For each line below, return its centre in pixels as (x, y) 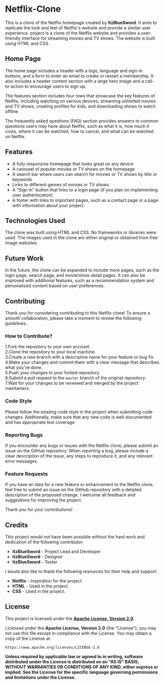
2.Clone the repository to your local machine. (50, 352)
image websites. (22, 243)
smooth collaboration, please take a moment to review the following (73, 318)
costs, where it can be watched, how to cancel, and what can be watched (79, 131)
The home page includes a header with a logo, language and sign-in (74, 71)
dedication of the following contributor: (45, 542)
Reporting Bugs (24, 435)
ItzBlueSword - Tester (35, 562)
